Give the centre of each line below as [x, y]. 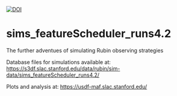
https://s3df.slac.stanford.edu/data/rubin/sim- [63, 68]
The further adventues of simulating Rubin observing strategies [85, 50]
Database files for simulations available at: [59, 62]
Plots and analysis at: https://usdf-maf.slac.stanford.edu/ [77, 86]
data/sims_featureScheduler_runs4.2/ [53, 75]
